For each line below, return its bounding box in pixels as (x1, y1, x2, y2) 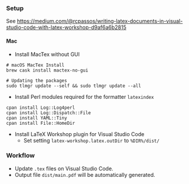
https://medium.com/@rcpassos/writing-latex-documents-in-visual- (17, 18, 183, 25)
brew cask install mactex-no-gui (6, 67, 89, 73)
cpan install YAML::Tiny (6, 115, 67, 121)
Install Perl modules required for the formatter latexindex (14, 93, 154, 100)
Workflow (6, 151, 35, 160)
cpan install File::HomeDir (6, 120, 76, 126)
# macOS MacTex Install (6, 62, 65, 68)
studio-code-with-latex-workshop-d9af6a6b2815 (6, 24, 127, 31)
